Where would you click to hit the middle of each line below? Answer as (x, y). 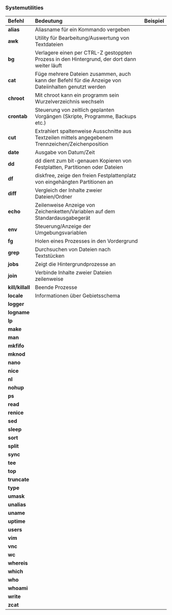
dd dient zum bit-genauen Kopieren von (83, 161)
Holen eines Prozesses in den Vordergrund (87, 241)
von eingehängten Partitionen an (74, 182)
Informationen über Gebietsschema (78, 296)
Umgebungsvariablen (61, 233)
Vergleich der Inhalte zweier (69, 190)
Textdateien (49, 44)
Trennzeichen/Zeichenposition (72, 144)
